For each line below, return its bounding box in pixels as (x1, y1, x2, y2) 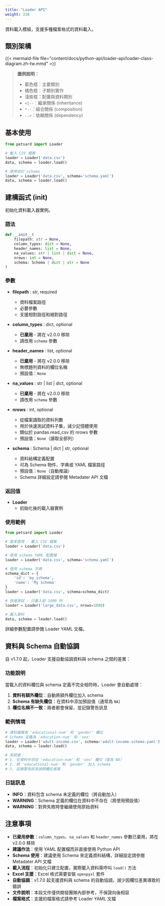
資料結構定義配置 (19, 455, 55, 461)
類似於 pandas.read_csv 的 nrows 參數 (19, 429, 98, 435)
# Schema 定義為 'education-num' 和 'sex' (5, 735, 91, 739)
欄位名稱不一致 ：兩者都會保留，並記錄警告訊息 (12, 705, 108, 711)
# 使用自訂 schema (5, 169, 40, 174)
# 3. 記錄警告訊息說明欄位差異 (5, 766, 61, 771)
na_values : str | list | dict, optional (12, 380, 82, 386)
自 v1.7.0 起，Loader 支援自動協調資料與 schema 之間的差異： (5, 656, 131, 662)
